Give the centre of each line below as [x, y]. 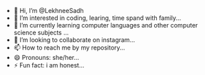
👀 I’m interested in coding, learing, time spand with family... [97, 18]
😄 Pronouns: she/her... [46, 57]
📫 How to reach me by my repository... [69, 47]
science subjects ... [41, 32]
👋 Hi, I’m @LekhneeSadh [48, 11]
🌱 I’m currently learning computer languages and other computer [106, 25]
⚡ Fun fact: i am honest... [49, 65]
